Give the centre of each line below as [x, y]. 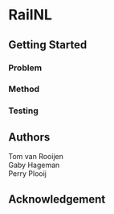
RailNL [30, 15]
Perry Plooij [27, 174]
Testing [23, 111]
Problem [25, 68]
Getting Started [48, 45]
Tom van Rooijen [36, 157]
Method [24, 89]
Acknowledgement [57, 199]
